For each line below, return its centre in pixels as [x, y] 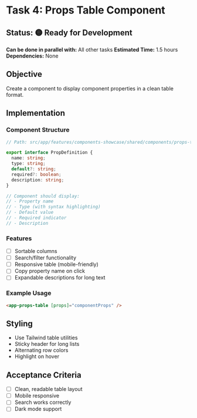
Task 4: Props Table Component [86, 10]
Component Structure [38, 130]
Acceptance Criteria [44, 375]
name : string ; [28, 158]
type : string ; [28, 164]
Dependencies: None [32, 56]
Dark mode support [38, 409]
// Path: [17, 142]
